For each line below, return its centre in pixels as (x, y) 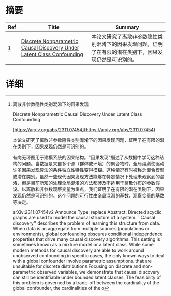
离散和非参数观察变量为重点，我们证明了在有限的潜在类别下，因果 (95, 189)
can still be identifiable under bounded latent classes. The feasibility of (87, 277)
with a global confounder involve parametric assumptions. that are (82, 261)
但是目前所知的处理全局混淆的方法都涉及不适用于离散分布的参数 (89, 183)
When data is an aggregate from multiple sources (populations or (81, 228)
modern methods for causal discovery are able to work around (78, 250)
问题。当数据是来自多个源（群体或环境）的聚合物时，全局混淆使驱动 (93, 163)
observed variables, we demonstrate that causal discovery (98, 272)
